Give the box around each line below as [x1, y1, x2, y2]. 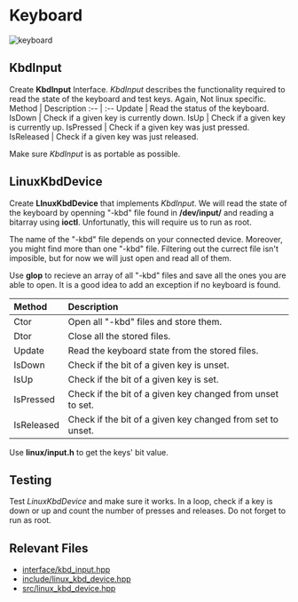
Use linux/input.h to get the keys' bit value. [9, 447, 169, 457]
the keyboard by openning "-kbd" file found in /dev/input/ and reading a [9, 207, 275, 218]
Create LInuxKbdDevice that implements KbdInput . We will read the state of [9, 197, 287, 209]
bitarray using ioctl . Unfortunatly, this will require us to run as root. [9, 217, 253, 227]
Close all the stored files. [67, 329, 171, 342]
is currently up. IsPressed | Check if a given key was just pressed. [9, 122, 250, 132]
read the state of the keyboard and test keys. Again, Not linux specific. [9, 93, 267, 104]
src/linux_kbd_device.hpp [21, 583, 116, 594]
